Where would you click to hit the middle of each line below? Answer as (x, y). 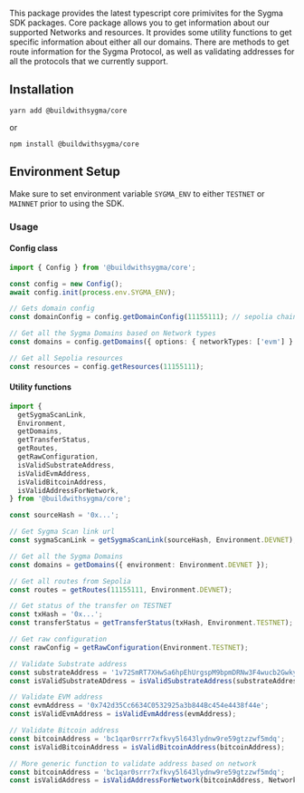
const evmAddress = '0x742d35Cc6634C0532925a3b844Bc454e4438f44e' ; (139, 706)
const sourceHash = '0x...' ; (64, 516)
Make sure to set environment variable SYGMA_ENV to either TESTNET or (137, 193)
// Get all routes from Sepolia (70, 581)
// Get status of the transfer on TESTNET (90, 606)
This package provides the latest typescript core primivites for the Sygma (146, 13)
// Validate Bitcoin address (64, 730)
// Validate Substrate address (68, 664)
